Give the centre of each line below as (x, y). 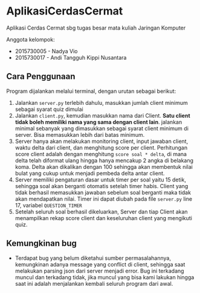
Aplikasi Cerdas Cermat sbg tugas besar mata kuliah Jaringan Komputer (96, 28)
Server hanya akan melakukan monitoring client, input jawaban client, (102, 141)
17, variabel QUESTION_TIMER (49, 205)
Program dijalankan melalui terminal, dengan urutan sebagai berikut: (91, 91)
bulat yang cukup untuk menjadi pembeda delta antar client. (90, 173)
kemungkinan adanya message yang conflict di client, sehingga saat (100, 264)
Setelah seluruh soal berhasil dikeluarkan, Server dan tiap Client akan (102, 212)
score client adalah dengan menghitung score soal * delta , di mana (101, 154)
